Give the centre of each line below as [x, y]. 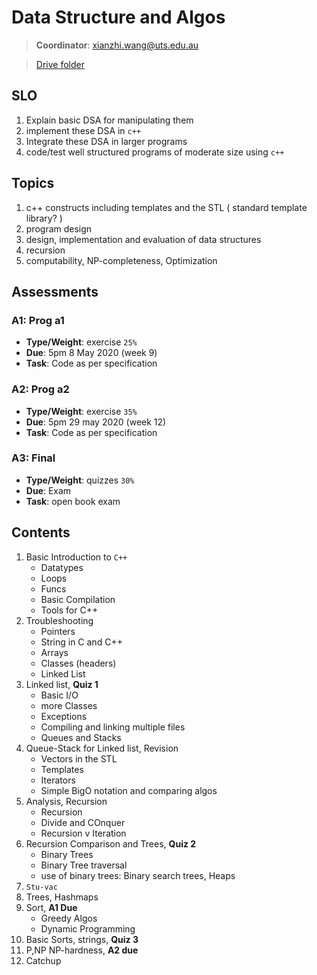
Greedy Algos [69, 918]
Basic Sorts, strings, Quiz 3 [82, 939]
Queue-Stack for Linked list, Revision [102, 748]
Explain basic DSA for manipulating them [109, 120]
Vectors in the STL [79, 758]
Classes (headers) [78, 663]
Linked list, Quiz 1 [62, 684]
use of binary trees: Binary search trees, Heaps [138, 875]
